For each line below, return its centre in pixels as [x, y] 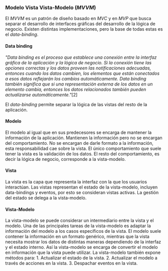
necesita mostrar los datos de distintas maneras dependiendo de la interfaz [83, 242]
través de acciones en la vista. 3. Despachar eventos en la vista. [71, 263]
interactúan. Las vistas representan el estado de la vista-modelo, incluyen [81, 187]
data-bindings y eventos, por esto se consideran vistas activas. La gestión [82, 192]
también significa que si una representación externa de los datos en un [79, 84]
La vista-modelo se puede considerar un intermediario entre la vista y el [79, 221]
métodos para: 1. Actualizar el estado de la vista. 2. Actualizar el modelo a [81, 258]
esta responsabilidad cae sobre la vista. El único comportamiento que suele [83, 148]
